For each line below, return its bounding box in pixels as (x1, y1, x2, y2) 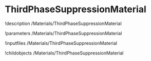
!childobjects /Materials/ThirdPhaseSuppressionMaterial (5, 50, 124, 56)
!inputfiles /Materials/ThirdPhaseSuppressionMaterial (5, 40, 118, 46)
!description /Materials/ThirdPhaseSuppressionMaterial (5, 20, 122, 26)
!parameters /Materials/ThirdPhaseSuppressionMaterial (5, 30, 122, 36)
